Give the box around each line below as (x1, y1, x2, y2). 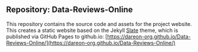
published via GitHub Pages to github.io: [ (6, 32, 108, 40)
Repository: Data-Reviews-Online (6, 5, 133, 15)
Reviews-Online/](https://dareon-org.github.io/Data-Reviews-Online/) (6, 39, 176, 46)
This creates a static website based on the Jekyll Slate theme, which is (6, 27, 178, 34)
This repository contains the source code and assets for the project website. (6, 20, 192, 27)
